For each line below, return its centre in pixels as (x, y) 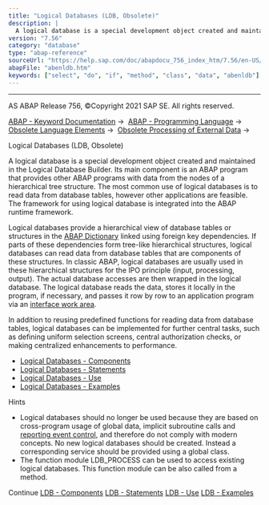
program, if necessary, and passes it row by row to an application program (131, 295)
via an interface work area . (52, 304)
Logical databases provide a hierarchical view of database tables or (120, 227)
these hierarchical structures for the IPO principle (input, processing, (121, 270)
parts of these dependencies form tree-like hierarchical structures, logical (130, 244)
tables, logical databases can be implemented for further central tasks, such (134, 328)
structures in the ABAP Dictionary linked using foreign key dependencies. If (132, 236)
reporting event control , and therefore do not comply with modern (128, 434)
